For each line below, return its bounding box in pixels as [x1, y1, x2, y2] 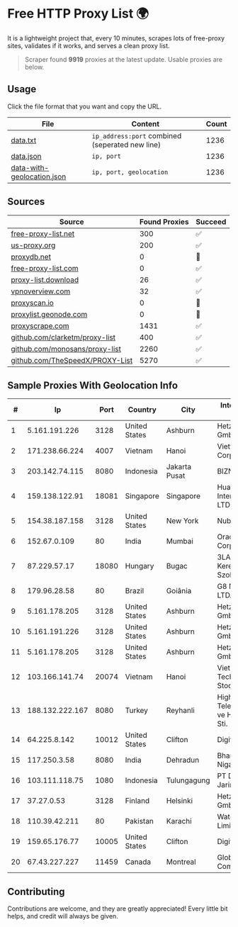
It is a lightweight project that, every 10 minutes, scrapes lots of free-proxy [7, 33, 225, 43]
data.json [11, 151, 42, 161]
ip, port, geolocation [91, 168, 169, 176]
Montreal [166, 857, 196, 867]
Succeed [195, 217, 227, 227]
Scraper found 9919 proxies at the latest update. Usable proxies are [24, 55, 223, 64]
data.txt [11, 135, 37, 145]
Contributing [7, 885, 65, 897]
